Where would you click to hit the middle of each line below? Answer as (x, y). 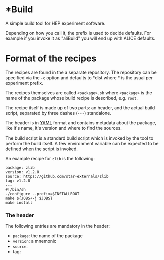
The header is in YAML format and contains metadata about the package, (81, 123)
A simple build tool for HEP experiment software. (55, 23)
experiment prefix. (24, 83)
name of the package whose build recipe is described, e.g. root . (72, 98)
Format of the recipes (51, 58)
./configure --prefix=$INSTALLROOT (42, 194)
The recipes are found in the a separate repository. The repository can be (81, 72)
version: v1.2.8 (22, 172)
